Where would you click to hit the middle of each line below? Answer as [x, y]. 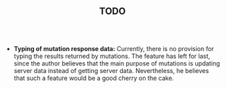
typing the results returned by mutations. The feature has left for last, [112, 56]
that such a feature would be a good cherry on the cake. [94, 78]
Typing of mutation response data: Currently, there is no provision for [114, 48]
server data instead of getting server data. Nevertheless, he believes [111, 70]
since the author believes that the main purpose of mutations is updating [117, 63]
